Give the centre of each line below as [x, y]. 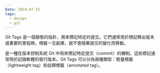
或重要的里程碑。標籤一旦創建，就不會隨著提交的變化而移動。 [67, 43]
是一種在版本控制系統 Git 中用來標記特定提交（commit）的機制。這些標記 [78, 53]
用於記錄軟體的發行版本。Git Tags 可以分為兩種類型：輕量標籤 [71, 59]
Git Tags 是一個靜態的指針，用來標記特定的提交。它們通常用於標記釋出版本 [80, 37]
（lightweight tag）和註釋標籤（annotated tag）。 [54, 65]
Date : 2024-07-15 [23, 9]
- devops [18, 18]
